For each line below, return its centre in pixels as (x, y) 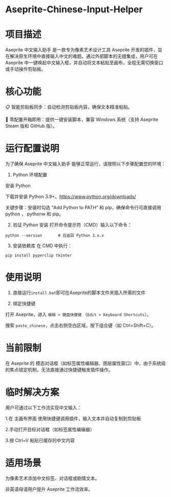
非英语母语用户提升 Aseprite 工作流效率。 (49, 489)
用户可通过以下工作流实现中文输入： (44, 408)
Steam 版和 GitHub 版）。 (31, 126)
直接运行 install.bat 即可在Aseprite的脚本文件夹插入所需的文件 (79, 292)
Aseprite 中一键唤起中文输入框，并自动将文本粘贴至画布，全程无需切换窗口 (84, 63)
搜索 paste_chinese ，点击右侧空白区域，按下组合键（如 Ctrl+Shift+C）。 (81, 325)
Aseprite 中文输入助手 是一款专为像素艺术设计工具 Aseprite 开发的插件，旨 (84, 50)
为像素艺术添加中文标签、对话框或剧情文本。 (52, 478)
